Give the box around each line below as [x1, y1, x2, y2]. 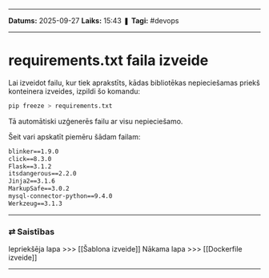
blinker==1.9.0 [8, 147, 59, 155]
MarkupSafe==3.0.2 [8, 185, 70, 193]
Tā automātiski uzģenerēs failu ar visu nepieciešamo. [8, 116, 183, 126]
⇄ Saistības [8, 226, 54, 237]
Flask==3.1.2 [8, 162, 52, 171]
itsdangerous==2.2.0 [8, 170, 78, 178]
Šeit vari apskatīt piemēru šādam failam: [8, 131, 141, 141]
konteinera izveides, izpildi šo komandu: [8, 86, 141, 96]
